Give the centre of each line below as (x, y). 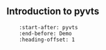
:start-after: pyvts (48, 27)
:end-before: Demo (45, 33)
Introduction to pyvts (53, 11)
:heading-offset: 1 (47, 40)
